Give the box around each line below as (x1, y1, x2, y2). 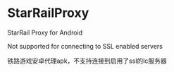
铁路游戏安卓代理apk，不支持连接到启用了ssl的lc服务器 (7, 56, 167, 65)
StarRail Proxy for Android (7, 28, 83, 37)
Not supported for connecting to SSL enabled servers (7, 42, 163, 50)
